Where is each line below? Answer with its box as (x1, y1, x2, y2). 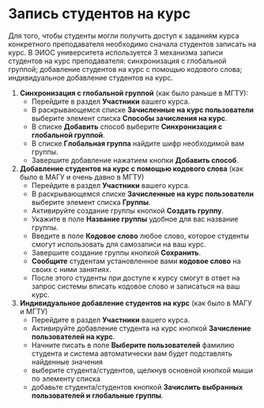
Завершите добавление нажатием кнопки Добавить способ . (31, 155, 239, 164)
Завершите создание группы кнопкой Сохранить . (31, 247, 202, 257)
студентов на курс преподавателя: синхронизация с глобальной (8, 56, 227, 66)
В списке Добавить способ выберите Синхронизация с (31, 122, 223, 131)
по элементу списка (31, 373, 101, 383)
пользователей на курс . (31, 331, 115, 341)
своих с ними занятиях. (31, 264, 112, 274)
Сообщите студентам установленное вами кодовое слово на (31, 256, 241, 266)
